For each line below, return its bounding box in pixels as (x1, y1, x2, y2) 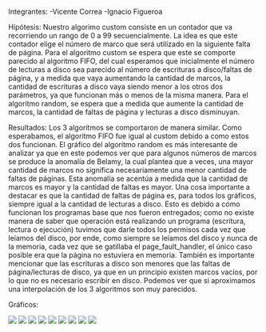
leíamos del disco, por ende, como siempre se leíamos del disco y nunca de (8, 234, 258, 242)
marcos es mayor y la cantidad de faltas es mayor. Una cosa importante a (8, 182, 250, 191)
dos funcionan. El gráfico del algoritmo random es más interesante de (8, 140, 238, 149)
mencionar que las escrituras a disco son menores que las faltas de (8, 259, 231, 268)
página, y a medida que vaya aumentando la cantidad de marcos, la (8, 74, 231, 82)
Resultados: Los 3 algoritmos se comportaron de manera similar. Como (8, 123, 242, 132)
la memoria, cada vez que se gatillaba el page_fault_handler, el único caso (8, 242, 253, 251)
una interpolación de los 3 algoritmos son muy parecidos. (8, 284, 198, 294)
